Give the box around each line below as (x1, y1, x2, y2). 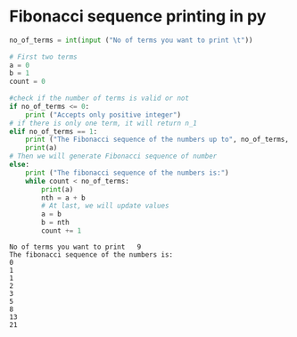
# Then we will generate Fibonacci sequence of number (9, 152, 218, 161)
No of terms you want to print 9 (9, 242, 142, 251)
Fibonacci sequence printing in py (9, 6, 267, 27)
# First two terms (9, 52, 78, 62)
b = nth (41, 218, 70, 227)
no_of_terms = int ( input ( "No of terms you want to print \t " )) (9, 36, 253, 45)
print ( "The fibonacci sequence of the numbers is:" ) (25, 168, 229, 177)
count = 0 (9, 78, 46, 86)
